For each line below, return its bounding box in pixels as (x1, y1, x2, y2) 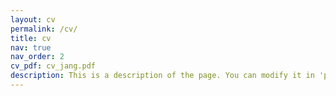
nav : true (10, 42, 52, 53)
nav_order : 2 (10, 52, 65, 62)
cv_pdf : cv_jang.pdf (10, 61, 97, 71)
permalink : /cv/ (10, 24, 78, 34)
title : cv (10, 33, 52, 43)
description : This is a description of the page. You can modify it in (10, 71, 315, 81)
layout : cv (10, 14, 56, 25)
